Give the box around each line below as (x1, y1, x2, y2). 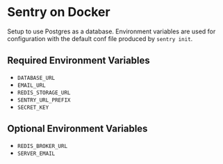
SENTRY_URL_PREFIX (17, 97, 71, 104)
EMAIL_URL (17, 81, 47, 89)
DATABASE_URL (17, 74, 56, 81)
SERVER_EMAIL (17, 150, 56, 157)
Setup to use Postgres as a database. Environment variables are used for (7, 27, 216, 35)
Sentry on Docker (7, 4, 110, 20)
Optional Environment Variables (7, 123, 148, 135)
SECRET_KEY (17, 104, 49, 111)
